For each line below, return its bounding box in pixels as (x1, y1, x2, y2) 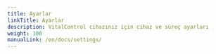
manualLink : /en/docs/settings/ (7, 36, 102, 43)
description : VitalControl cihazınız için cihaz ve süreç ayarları (7, 23, 210, 30)
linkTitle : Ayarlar (7, 17, 65, 24)
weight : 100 (7, 29, 42, 37)
